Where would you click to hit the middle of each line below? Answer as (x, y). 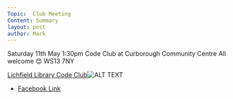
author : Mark (27, 34)
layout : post (27, 27)
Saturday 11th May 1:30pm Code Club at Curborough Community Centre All (117, 54)
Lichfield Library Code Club (47, 75)
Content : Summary (33, 21)
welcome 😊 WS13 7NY (41, 62)
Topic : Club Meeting (39, 14)
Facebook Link (39, 88)
